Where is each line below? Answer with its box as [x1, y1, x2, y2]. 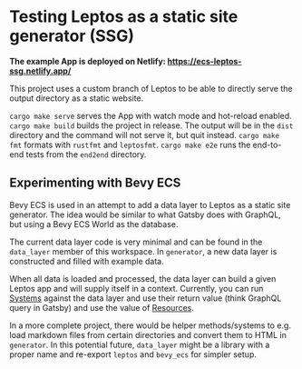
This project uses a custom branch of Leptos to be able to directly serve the [9, 83, 293, 94]
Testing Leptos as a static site [9, 6, 239, 27]
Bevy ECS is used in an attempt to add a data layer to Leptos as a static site [9, 199, 291, 210]
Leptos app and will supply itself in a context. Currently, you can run [9, 283, 264, 294]
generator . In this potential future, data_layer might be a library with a [9, 339, 270, 350]
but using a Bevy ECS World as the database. [9, 218, 179, 229]
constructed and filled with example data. [9, 255, 165, 266]
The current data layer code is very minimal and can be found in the [9, 236, 263, 247]
